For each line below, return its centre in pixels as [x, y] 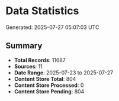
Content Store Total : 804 [45, 79]
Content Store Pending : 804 [49, 91]
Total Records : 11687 [40, 60]
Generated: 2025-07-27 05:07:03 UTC [52, 27]
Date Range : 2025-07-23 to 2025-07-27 [64, 73]
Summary [24, 46]
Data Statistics [42, 11]
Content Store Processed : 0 [49, 85]
